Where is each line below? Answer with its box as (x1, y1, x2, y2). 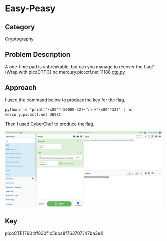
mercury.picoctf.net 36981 (5, 112, 61, 117)
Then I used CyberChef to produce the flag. (5, 121, 95, 127)
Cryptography (5, 36, 34, 42)
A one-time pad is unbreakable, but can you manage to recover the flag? (5, 63, 154, 70)
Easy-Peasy (5, 3, 56, 14)
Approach (5, 83, 37, 92)
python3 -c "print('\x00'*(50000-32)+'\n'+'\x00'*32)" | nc (5, 107, 133, 112)
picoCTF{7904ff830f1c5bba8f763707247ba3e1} (5, 230, 104, 236)
